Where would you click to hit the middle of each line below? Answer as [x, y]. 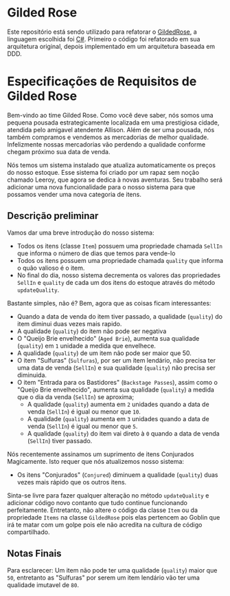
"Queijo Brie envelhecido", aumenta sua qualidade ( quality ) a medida [116, 390]
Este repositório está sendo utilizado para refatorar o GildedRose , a [102, 32]
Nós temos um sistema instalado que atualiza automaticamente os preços [112, 165]
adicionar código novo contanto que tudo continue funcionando [97, 502]
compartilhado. [28, 532]
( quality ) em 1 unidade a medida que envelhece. [87, 345]
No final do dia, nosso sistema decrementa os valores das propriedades [119, 275]
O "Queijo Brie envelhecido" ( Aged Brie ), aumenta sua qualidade [108, 338]
